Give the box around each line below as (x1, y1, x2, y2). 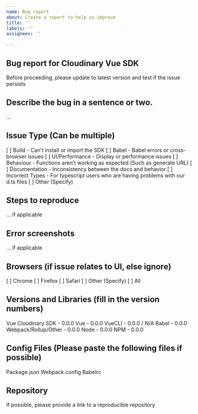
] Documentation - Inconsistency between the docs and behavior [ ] (6, 165, 173, 173)
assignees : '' (6, 31, 42, 37)
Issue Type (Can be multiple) (6, 130, 115, 141)
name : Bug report (6, 8, 49, 15)
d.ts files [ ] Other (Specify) (6, 178, 73, 185)
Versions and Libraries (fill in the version (6, 294, 160, 304)
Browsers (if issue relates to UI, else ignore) (6, 262, 172, 272)
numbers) (6, 304, 44, 314)
